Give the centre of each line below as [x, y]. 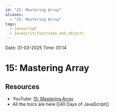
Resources [22, 87]
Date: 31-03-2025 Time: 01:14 [36, 48]
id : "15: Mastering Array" [33, 10]
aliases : [14, 15]
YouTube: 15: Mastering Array [43, 99]
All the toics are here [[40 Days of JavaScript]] [61, 104]
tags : [11, 24]
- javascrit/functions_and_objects [47, 33]
